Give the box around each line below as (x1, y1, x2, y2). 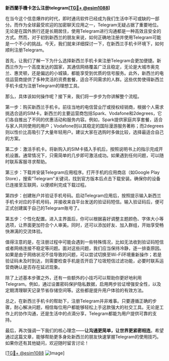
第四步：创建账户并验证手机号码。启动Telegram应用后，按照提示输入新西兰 (5, 193, 161, 198)
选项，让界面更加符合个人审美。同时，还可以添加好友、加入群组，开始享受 (5, 222, 159, 228)
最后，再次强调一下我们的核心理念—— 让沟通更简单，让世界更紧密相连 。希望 (5, 327, 164, 333)
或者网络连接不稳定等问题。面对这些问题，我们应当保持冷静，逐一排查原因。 (5, 246, 164, 251)
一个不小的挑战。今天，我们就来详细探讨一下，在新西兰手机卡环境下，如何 (9, 41, 164, 47)
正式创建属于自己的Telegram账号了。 (5, 205, 82, 211)
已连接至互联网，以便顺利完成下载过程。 (5, 182, 89, 188)
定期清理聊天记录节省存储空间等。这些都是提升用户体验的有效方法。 (5, 287, 146, 293)
